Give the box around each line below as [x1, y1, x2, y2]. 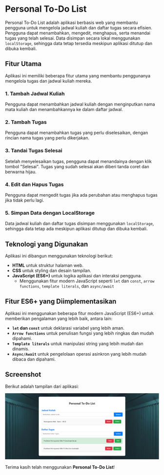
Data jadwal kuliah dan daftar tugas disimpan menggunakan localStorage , [5, 221, 154, 226]
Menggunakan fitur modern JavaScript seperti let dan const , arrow [19, 278, 155, 284]
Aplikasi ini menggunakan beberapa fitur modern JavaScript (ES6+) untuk [5, 310, 154, 316]
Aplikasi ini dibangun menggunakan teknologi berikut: [5, 253, 113, 259]
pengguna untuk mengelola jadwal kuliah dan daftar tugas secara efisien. [5, 24, 152, 30]
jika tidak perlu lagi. [5, 197, 44, 203]
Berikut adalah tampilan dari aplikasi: [5, 383, 79, 389]
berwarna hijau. [5, 169, 37, 175]
